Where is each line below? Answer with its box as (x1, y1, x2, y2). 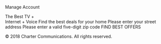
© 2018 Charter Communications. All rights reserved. (5, 34, 113, 39)
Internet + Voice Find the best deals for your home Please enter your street (5, 19, 157, 24)
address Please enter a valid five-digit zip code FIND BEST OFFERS (5, 24, 141, 30)
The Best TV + (5, 14, 34, 19)
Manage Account (5, 4, 40, 10)
